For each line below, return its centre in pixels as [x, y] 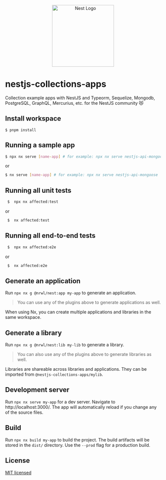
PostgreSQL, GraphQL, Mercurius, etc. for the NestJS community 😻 [74, 103]
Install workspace [33, 119]
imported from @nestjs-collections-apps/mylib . [54, 374]
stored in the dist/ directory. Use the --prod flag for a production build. [78, 445]
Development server [37, 390]
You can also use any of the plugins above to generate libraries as [84, 354]
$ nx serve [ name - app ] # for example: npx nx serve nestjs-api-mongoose [82, 175]
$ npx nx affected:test [33, 202]
